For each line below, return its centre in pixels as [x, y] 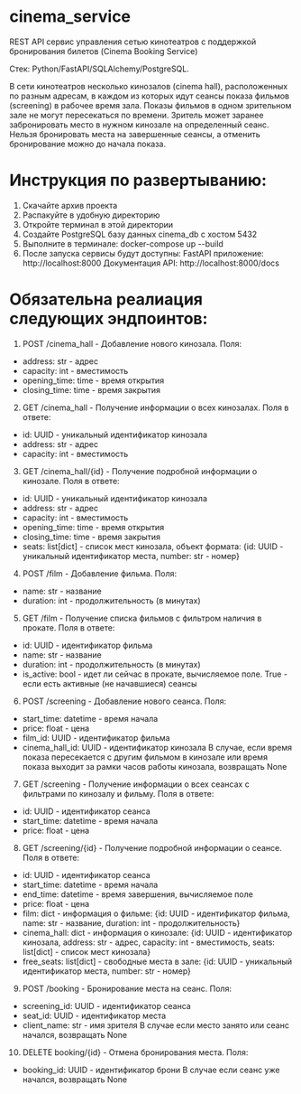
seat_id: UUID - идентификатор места [94, 1015]
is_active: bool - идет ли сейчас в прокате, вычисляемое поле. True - [155, 674]
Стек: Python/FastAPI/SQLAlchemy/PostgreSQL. [99, 69]
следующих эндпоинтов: [109, 319]
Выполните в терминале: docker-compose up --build [123, 243]
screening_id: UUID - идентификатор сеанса [106, 1005]
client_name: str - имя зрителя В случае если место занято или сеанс [156, 1025]
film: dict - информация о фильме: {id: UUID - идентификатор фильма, [156, 913]
